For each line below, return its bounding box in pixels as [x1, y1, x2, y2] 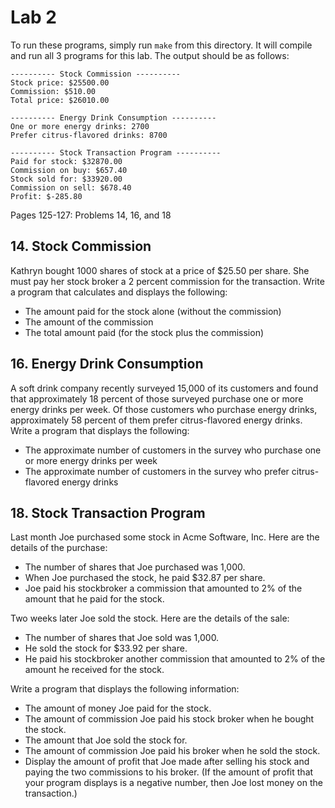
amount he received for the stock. [24, 664, 165, 676]
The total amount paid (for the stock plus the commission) [24, 326, 265, 338]
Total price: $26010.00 [10, 95, 110, 105]
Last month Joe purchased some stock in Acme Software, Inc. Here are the [10, 531, 320, 543]
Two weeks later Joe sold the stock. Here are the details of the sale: [10, 612, 290, 625]
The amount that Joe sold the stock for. [24, 734, 188, 746]
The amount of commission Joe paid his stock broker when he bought [24, 713, 315, 725]
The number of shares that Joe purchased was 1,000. [24, 561, 246, 573]
